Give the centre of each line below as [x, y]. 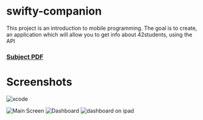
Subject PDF [25, 57]
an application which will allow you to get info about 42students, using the [99, 34]
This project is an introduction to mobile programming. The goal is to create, [102, 28]
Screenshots [39, 82]
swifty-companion [54, 11]
